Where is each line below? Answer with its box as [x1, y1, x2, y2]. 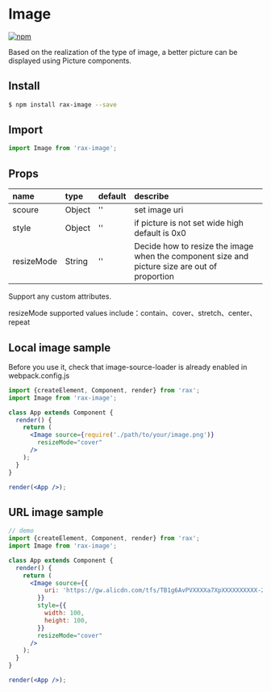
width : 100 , [44, 609, 85, 617]
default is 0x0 [134, 228, 187, 239]
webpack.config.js [8, 371, 70, 380]
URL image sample [8, 505, 104, 519]
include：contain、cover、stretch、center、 [109, 308, 257, 318]
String [65, 256, 89, 267]
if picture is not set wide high [134, 217, 244, 229]
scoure [12, 204, 39, 216]
